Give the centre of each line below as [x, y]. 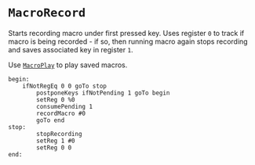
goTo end [51, 120]
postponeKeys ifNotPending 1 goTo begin [103, 93]
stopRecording [59, 134]
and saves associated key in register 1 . [71, 49]
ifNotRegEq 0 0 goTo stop [65, 86]
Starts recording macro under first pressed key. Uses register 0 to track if [126, 33]
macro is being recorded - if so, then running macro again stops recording [128, 41]
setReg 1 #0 [56, 141]
